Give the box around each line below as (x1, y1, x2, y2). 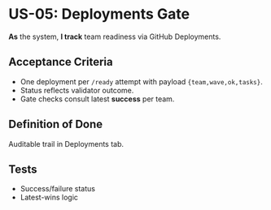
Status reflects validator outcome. (20, 85, 134, 95)
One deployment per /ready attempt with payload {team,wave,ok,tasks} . (20, 76, 263, 86)
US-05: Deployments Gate (8, 5, 190, 24)
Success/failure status (20, 184, 96, 194)
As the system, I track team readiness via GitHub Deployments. (8, 32, 221, 41)
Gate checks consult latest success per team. (20, 94, 175, 104)
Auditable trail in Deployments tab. (8, 139, 125, 148)
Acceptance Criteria (8, 55, 113, 69)
